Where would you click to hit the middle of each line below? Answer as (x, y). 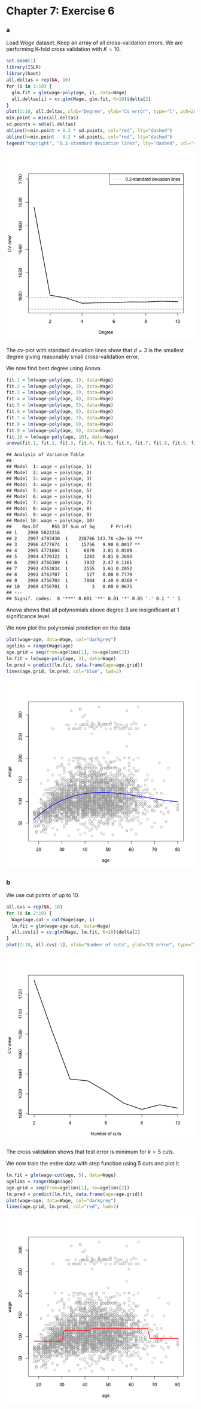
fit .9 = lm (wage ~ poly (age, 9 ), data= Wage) (60, 430)
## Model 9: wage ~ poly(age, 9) (49, 515)
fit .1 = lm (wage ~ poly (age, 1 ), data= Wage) (60, 380)
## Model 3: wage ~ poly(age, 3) (49, 479)
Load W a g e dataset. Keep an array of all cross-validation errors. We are (95, 43)
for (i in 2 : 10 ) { (29, 913)
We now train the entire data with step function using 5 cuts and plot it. (93, 1164)
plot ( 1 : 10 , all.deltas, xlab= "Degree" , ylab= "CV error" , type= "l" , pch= (99, 112)
